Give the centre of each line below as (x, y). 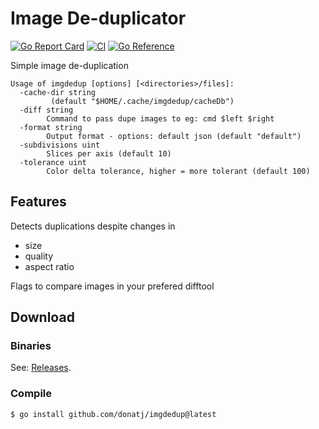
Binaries (31, 346)
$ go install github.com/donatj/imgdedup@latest (113, 414)
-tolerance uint (53, 162)
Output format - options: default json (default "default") (174, 136)
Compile (31, 394)
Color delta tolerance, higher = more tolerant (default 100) (178, 171)
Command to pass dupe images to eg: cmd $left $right (160, 118)
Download (42, 317)
